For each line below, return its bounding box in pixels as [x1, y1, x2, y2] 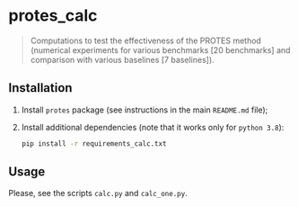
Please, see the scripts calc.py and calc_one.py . [8, 188, 188, 199]
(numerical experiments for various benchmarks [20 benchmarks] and [30, 44, 291, 55]
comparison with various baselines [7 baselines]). [30, 54, 215, 65]
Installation [8, 80, 73, 95]
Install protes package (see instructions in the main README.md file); [21, 104, 268, 115]
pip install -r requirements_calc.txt [21, 139, 167, 148]
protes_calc [8, 5, 98, 26]
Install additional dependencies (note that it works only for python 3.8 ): [21, 121, 285, 132]
